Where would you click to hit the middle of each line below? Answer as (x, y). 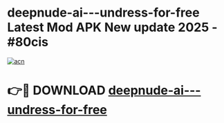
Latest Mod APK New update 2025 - (112, 27)
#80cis (28, 42)
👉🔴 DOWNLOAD (56, 91)
